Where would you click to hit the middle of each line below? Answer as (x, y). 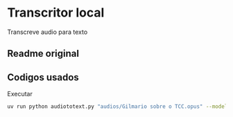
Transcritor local (56, 13)
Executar (20, 94)
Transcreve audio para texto (48, 32)
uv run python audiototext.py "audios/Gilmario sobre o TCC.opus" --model (118, 107)
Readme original (43, 54)
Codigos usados (43, 77)
